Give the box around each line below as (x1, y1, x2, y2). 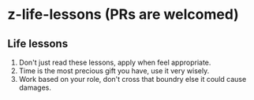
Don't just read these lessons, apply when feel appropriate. (18, 57, 211, 67)
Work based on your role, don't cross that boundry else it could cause (18, 75, 247, 83)
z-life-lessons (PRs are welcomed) (7, 6, 240, 24)
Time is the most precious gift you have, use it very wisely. (18, 66, 210, 76)
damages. (18, 83, 52, 92)
